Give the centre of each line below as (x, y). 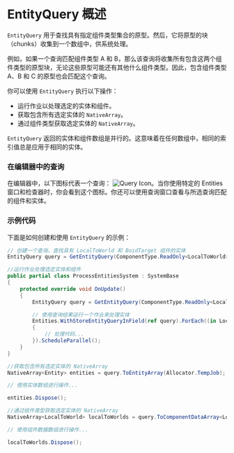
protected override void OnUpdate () (73, 289)
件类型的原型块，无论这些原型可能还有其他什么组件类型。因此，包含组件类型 (117, 67)
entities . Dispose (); (37, 398)
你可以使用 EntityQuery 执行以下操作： (63, 91)
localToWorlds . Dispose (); (45, 442)
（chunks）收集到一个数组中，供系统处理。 (70, 43)
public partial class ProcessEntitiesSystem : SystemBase (93, 276)
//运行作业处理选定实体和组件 (44, 270)
